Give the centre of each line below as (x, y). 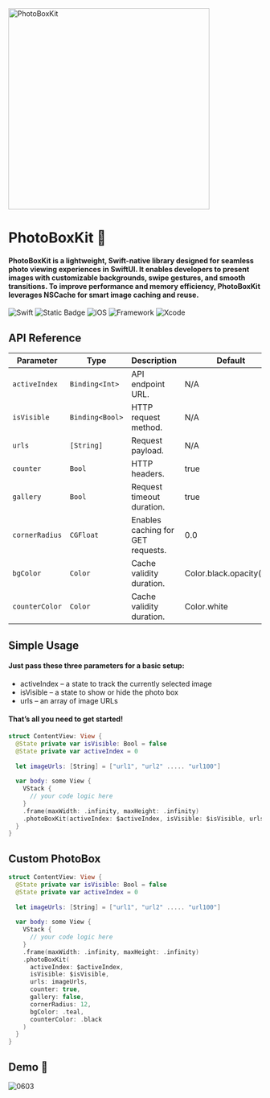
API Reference (45, 338)
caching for (153, 530)
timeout (146, 497)
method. (147, 427)
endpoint (148, 384)
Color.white (206, 607)
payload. (148, 451)
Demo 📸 (28, 1067)
